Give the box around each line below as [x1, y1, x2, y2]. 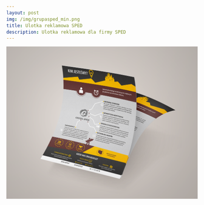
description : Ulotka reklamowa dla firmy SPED [6, 29, 126, 35]
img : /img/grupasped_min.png [6, 16, 80, 22]
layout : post [6, 10, 39, 16]
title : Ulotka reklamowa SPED [6, 22, 83, 28]
